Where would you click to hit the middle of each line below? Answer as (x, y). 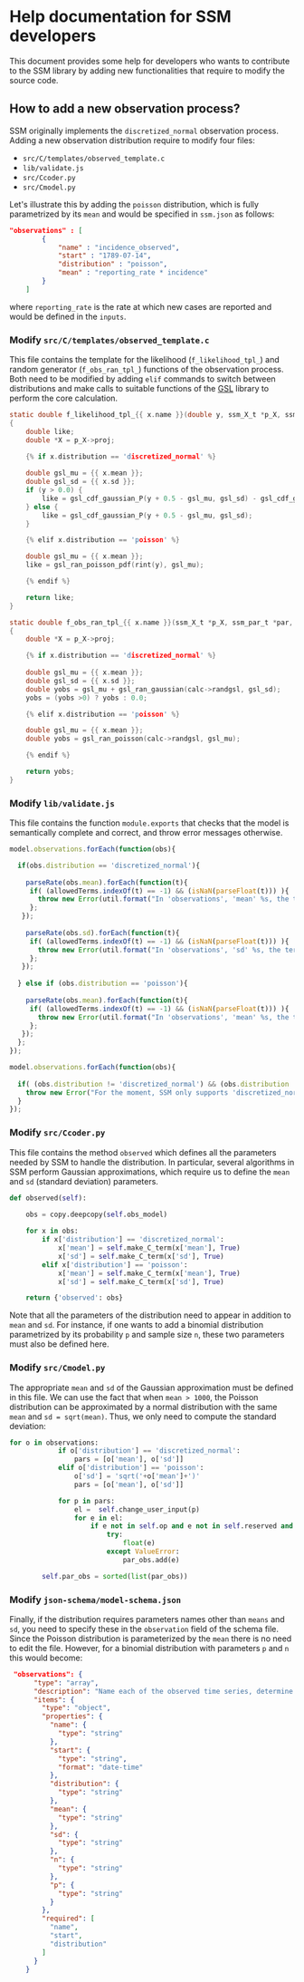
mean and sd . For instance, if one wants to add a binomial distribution (137, 1325)
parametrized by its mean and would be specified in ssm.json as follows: (142, 214)
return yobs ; (50, 772)
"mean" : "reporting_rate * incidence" (133, 273)
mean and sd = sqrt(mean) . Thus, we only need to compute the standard (143, 1416)
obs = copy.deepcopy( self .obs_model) (97, 1214)
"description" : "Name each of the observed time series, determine (163, 1691)
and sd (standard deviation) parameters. (84, 1181)
